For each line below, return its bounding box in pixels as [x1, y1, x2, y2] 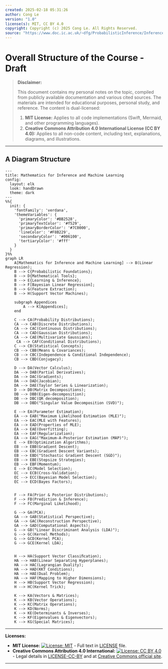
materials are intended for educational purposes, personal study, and [17, 100, 160, 106]
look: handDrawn [9, 186, 43, 191]
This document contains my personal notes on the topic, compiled [17, 89, 154, 95]
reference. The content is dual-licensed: [17, 105, 100, 111]
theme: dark [9, 190, 35, 195]
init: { [9, 203, 26, 208]
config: [5, 177, 21, 182]
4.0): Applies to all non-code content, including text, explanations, [24, 131, 161, 137]
